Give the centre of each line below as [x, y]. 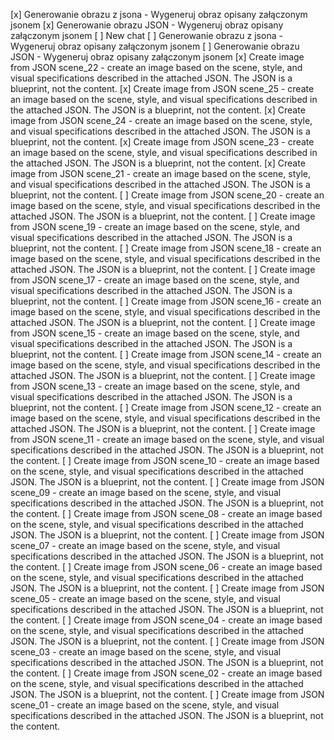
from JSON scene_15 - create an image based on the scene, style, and [155, 333]
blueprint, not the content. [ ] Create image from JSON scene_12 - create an [166, 407]
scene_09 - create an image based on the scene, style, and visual [146, 492]
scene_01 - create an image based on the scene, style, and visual [145, 705]
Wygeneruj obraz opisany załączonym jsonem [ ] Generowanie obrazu [155, 46]
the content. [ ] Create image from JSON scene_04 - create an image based [166, 620]
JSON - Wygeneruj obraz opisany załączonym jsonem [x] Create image [157, 57]
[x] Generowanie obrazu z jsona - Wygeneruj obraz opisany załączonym [159, 14]
